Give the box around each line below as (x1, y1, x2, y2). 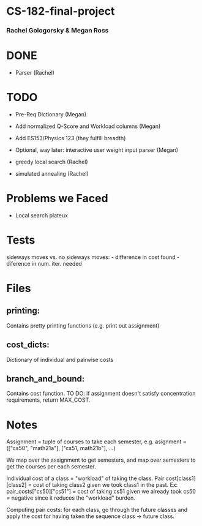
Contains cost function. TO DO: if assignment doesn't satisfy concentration (6, 390, 196, 397)
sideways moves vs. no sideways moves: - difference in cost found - (6, 253, 179, 261)
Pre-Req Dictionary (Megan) (15, 110, 87, 118)
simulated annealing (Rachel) (15, 170, 89, 177)
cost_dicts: (6, 340, 50, 350)
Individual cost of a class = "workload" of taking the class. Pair (6, 475, 165, 482)
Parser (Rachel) (15, 69, 55, 77)
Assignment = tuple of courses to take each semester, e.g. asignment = (6, 438, 187, 445)
